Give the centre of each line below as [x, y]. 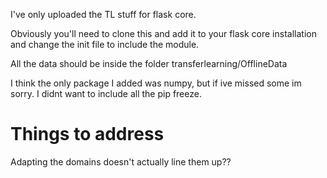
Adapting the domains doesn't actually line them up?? [121, 161]
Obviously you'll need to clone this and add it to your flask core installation [163, 33]
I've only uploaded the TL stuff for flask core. [103, 14]
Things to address [87, 134]
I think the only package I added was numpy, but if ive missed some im [156, 83]
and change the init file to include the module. [105, 44]
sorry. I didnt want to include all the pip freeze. [106, 93]
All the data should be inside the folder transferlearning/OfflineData [149, 63]
